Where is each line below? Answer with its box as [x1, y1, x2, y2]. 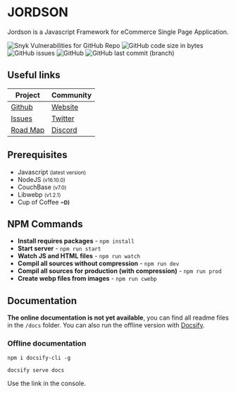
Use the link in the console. [7, 379, 87, 388]
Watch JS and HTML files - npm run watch [17, 252, 141, 260]
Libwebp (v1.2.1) [17, 190, 61, 198]
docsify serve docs [7, 367, 65, 374]
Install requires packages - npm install [17, 237, 135, 246]
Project [15, 90, 40, 99]
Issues [11, 114, 33, 123]
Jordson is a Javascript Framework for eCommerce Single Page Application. [7, 28, 229, 36]
